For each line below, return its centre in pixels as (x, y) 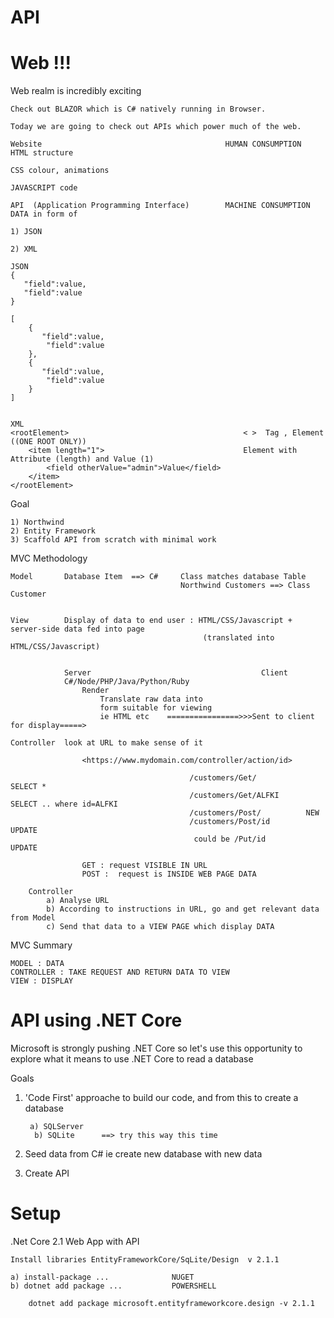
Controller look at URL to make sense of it (106, 743)
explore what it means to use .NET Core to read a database (132, 1059)
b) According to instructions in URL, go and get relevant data (183, 909)
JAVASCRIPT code (44, 188)
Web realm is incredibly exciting (76, 91)
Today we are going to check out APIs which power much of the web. (156, 127)
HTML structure (42, 153)
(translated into (238, 638)
